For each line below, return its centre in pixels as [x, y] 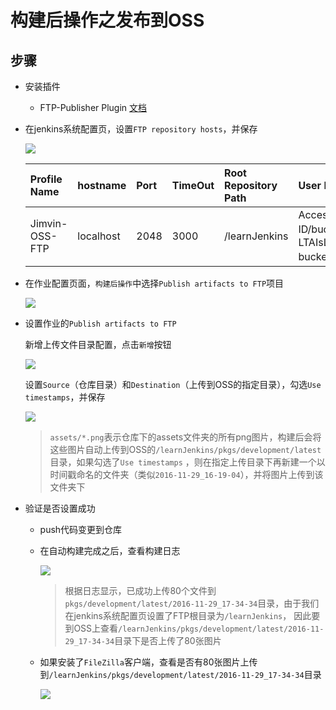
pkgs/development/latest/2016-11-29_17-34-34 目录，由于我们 [192, 603]
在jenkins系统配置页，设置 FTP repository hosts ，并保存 [141, 129]
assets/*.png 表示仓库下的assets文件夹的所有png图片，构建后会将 [185, 437]
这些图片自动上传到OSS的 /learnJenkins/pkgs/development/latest [185, 449]
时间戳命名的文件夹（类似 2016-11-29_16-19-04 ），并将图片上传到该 [186, 474]
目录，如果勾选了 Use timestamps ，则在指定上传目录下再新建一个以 [187, 462]
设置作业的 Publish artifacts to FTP [100, 323]
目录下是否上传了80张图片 [168, 640]
